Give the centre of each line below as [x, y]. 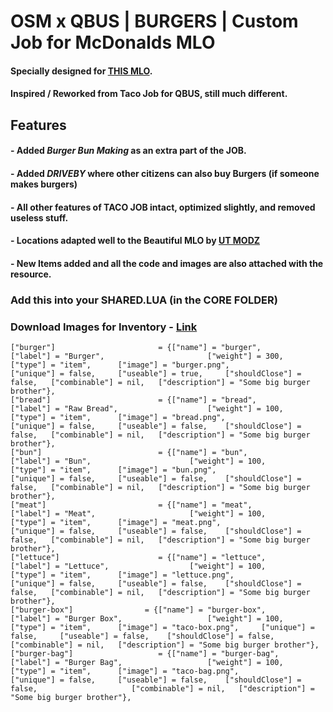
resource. [31, 274]
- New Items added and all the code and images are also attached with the [167, 263]
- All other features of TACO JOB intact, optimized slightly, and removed [163, 207]
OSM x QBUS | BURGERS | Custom [154, 21]
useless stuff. [39, 217]
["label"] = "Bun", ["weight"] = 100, [138, 461]
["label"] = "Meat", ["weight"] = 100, [138, 513]
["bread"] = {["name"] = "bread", [133, 400]
